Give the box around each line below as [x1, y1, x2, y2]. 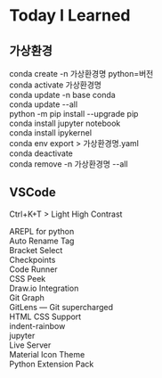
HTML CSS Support [9, 311, 82, 322]
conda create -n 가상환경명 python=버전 [9, 69, 154, 78]
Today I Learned [9, 5, 131, 26]
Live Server [9, 340, 52, 350]
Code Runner [9, 264, 58, 275]
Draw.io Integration [9, 283, 79, 293]
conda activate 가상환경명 [9, 79, 102, 90]
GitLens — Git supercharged [9, 301, 114, 312]
